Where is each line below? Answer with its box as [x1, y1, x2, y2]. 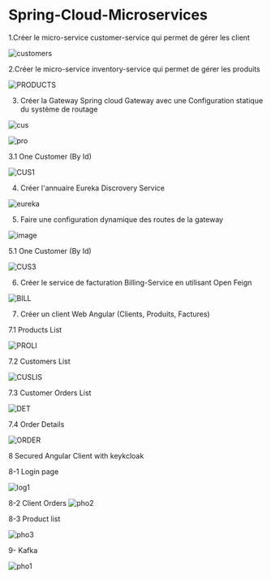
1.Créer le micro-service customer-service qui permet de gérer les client [8, 33, 250, 42]
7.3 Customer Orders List [8, 388, 92, 398]
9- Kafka [8, 545, 38, 555]
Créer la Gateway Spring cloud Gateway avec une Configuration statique [19, 95, 264, 105]
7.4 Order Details [8, 419, 65, 429]
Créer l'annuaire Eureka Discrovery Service [19, 183, 165, 193]
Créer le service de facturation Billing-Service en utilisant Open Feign [19, 277, 252, 287]
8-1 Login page [8, 466, 59, 477]
